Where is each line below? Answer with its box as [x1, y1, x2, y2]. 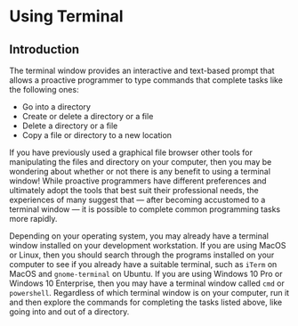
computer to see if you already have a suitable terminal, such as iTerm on [9, 259, 278, 269]
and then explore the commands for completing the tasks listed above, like [9, 297, 283, 307]
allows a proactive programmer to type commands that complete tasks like [9, 75, 283, 86]
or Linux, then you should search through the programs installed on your [9, 249, 275, 260]
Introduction [9, 42, 80, 57]
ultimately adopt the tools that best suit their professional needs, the [9, 185, 260, 195]
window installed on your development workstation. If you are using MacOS [9, 240, 286, 250]
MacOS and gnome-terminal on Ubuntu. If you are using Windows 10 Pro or [9, 269, 283, 279]
